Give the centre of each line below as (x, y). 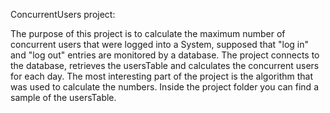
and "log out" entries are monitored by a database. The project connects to (165, 55)
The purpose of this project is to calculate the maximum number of (148, 33)
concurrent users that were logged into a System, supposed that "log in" (160, 44)
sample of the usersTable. (63, 97)
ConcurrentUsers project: (63, 14)
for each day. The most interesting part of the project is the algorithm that (161, 76)
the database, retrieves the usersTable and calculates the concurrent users (165, 65)
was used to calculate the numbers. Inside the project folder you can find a (164, 87)
